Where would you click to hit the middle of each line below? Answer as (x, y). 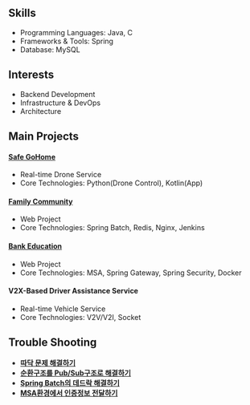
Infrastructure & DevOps (60, 103)
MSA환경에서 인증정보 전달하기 (69, 393)
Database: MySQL (50, 49)
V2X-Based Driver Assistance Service (74, 291)
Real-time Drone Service (61, 175)
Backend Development (57, 94)
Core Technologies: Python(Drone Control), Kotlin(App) (111, 183)
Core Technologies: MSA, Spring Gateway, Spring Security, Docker (131, 273)
